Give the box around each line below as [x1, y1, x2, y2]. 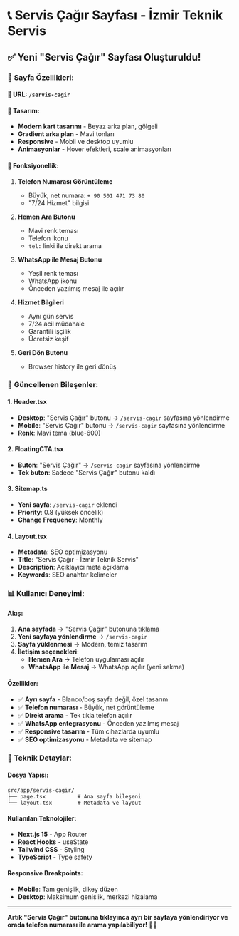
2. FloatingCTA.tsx [7, 445, 64, 453]
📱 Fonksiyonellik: [7, 161, 59, 170]
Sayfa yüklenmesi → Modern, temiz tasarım [17, 640, 148, 649]
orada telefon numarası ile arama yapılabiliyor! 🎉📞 [7, 920, 158, 930]
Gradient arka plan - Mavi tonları [17, 130, 115, 138]
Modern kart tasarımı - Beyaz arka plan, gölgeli [17, 122, 159, 131]
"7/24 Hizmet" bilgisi [28, 198, 90, 207]
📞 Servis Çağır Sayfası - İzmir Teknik [7, 7, 223, 24]
